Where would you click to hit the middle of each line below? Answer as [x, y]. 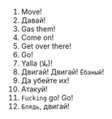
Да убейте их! [45, 81]
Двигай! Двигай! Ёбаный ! [62, 72]
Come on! [37, 37]
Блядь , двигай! [45, 106]
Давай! [33, 20]
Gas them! [38, 29]
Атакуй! [34, 89]
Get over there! [46, 46]
